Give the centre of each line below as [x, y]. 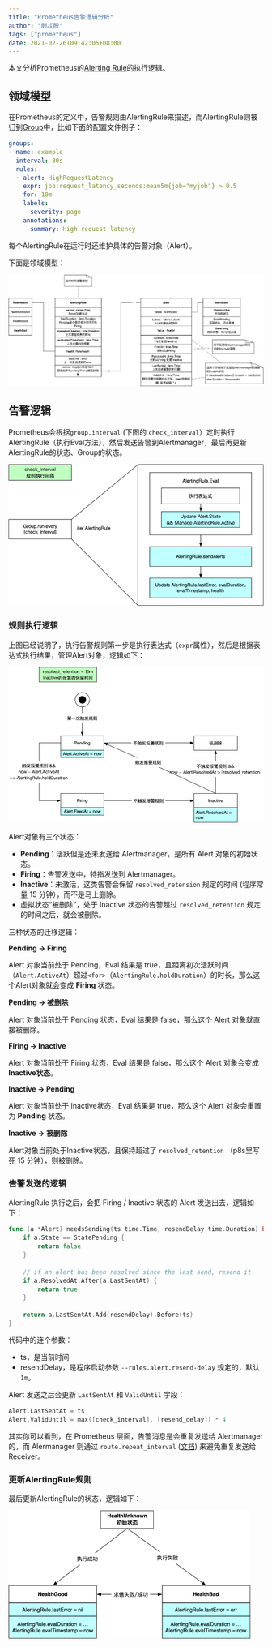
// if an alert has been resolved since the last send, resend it [137, 1272]
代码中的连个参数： [40, 1340]
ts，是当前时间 [45, 1357]
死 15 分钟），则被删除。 [48, 1160]
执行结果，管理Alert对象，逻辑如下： [84, 655]
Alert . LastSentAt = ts [47, 1411]
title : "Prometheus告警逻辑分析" [61, 17]
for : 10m [38, 195]
